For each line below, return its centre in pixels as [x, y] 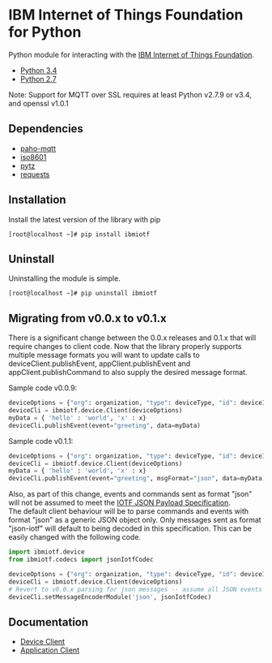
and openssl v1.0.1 [38, 103]
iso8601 [33, 157]
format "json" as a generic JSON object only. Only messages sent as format [135, 520]
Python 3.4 [38, 70]
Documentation [49, 622]
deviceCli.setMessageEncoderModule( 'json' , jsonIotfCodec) [110, 597]
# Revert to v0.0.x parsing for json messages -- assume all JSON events [136, 589]
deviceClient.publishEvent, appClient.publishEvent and [100, 364]
